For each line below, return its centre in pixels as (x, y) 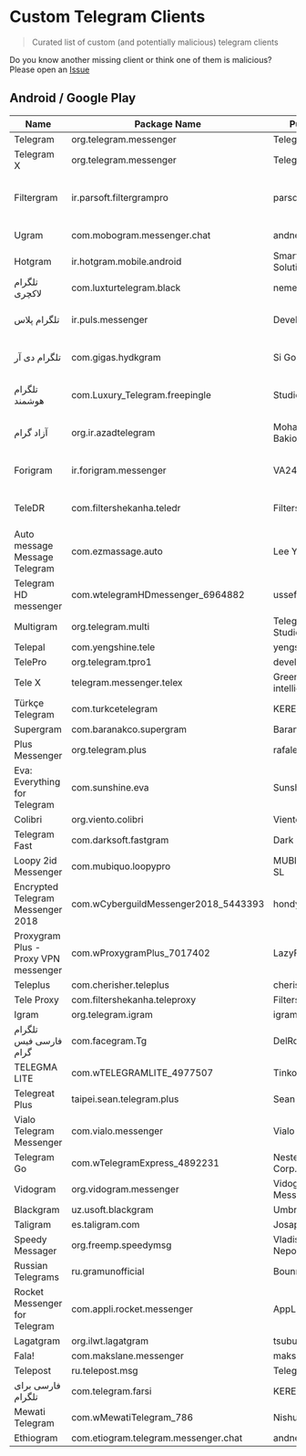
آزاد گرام (31, 433)
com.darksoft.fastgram (120, 840)
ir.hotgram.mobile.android (127, 261)
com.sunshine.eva (110, 787)
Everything (37, 781)
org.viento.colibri (107, 819)
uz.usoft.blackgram (112, 1210)
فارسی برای (37, 1385)
